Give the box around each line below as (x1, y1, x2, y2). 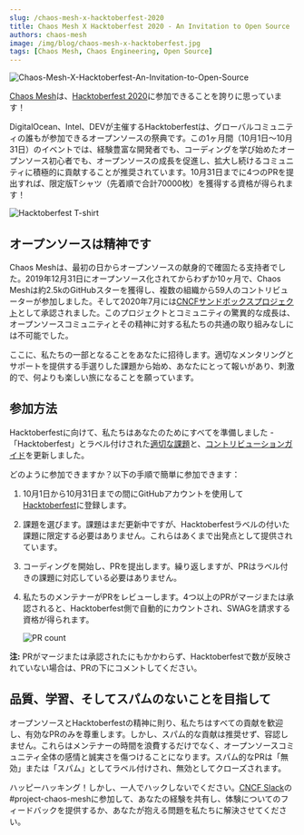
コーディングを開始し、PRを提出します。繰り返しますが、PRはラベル (22, 560, 281, 572)
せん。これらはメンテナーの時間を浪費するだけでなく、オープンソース (16, 740, 279, 751)
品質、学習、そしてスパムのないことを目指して (9, 692, 271, 707)
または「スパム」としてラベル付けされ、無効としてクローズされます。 (25, 762, 287, 773)
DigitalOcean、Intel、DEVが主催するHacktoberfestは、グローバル (9, 122, 254, 133)
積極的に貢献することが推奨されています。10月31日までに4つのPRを (33, 167, 287, 178)
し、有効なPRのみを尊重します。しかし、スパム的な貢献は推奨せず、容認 (9, 728, 281, 740)
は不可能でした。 (9, 329, 74, 340)
